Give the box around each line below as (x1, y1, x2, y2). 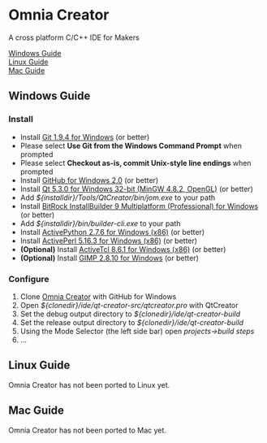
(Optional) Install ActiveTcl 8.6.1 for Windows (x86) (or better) (19, 244, 226, 254)
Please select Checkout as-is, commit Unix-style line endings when (19, 158, 252, 167)
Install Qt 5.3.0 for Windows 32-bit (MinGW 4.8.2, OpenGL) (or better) (19, 184, 254, 193)
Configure (8, 273, 50, 284)
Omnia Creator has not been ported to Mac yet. (8, 425, 166, 435)
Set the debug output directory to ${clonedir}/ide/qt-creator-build (19, 309, 241, 319)
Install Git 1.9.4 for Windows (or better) (19, 132, 150, 141)
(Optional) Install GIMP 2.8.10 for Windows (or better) (19, 253, 199, 263)
